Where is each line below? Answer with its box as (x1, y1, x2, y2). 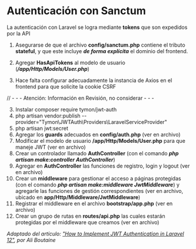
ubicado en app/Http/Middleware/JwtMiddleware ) (15, 194, 141, 201)
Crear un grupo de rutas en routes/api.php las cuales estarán (15, 212, 165, 219)
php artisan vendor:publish (15, 112, 81, 119)
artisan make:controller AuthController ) (15, 156, 115, 163)
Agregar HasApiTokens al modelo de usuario (15, 59, 125, 66)
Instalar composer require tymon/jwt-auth (15, 106, 117, 113)
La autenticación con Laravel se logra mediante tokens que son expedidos (6, 24, 188, 31)
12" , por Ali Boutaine (6, 236, 56, 243)
